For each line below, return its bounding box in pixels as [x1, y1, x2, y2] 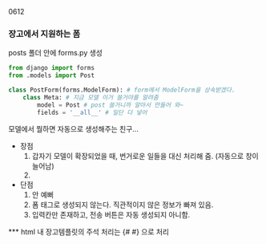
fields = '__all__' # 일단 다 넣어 [37, 108, 147, 116]
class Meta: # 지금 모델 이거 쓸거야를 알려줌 [22, 93, 159, 101]
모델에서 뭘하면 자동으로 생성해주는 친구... [8, 124, 139, 133]
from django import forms [8, 64, 95, 72]
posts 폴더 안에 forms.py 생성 [8, 48, 103, 58]
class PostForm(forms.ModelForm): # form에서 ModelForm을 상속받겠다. [8, 86, 236, 95]
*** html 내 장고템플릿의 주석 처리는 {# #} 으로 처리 [8, 226, 170, 236]
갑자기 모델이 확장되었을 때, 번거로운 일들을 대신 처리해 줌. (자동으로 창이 [31, 151, 259, 161]
